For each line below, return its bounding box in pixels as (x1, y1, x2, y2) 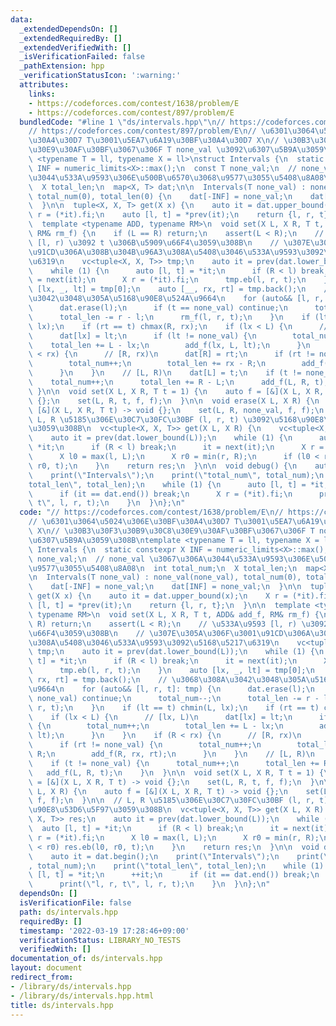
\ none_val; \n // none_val (28, 554, 145, 564)
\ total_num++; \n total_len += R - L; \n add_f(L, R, (28, 377, 311, 387)
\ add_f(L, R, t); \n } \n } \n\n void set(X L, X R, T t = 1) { (28, 767, 325, 778)
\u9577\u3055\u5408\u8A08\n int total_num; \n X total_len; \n (28, 563, 298, 573)
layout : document (10, 963, 83, 973)
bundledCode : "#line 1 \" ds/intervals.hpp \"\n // (19, 117, 226, 127)
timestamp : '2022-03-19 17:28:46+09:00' (19, 926, 190, 936)
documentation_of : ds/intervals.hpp (10, 954, 163, 964)
